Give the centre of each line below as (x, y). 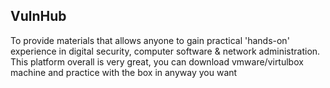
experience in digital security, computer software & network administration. (165, 51)
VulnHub (38, 16)
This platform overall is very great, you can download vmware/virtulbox (157, 61)
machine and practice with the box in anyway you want (124, 72)
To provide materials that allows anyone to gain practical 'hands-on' (150, 40)
